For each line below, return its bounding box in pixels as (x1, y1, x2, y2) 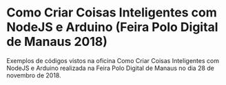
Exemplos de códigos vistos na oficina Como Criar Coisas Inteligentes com (6, 56, 220, 64)
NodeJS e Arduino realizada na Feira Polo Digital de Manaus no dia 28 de (6, 64, 215, 72)
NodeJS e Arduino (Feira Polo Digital (6, 19, 218, 35)
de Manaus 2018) (6, 34, 108, 49)
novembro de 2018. (6, 71, 61, 80)
